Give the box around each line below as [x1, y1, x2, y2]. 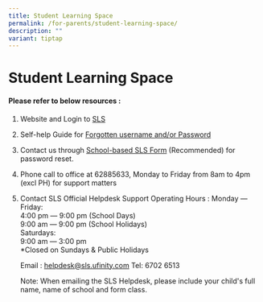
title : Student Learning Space [8, 11, 113, 20]
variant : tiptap [8, 34, 63, 43]
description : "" [8, 27, 63, 35]
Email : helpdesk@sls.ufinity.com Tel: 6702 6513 [19, 260, 180, 270]
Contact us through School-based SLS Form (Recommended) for [19, 145, 236, 155]
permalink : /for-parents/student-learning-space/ [8, 19, 179, 27]
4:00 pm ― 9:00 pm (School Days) [19, 210, 136, 220]
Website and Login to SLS [19, 114, 106, 123]
